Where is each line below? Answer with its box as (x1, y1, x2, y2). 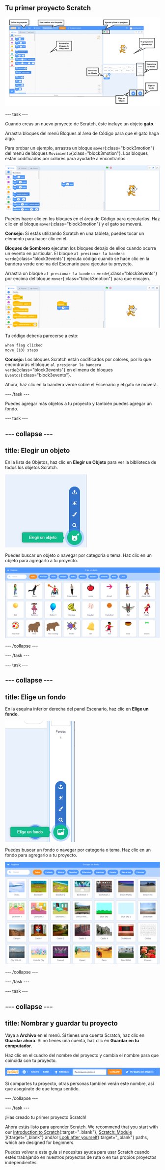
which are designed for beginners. (5, 1140, 75, 1145)
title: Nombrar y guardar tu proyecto (5, 1019, 118, 1027)
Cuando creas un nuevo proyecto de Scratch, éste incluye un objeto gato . (5, 120, 155, 127)
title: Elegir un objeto (5, 446, 70, 455)
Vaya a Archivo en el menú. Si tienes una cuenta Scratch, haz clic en (5, 1032, 145, 1038)
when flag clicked (5, 343, 43, 348)
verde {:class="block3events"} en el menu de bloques (5, 367, 113, 373)
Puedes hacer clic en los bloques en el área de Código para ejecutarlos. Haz (5, 216, 160, 222)
